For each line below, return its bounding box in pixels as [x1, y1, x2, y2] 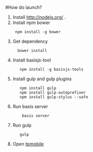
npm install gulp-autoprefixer [19, 90, 86, 95]
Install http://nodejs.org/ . [12, 14, 66, 20]
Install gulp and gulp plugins [12, 76, 72, 82]
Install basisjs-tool [12, 57, 51, 63]
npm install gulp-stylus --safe [19, 95, 88, 100]
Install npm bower [12, 20, 50, 25]
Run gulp [12, 122, 32, 128]
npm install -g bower [15, 29, 61, 35]
